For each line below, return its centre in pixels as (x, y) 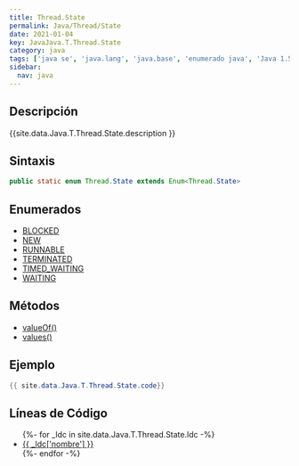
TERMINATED (47, 259)
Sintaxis (32, 161)
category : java (37, 51)
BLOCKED (40, 231)
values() (37, 337)
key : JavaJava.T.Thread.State (65, 42)
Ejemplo (32, 365)
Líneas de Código (59, 413)
